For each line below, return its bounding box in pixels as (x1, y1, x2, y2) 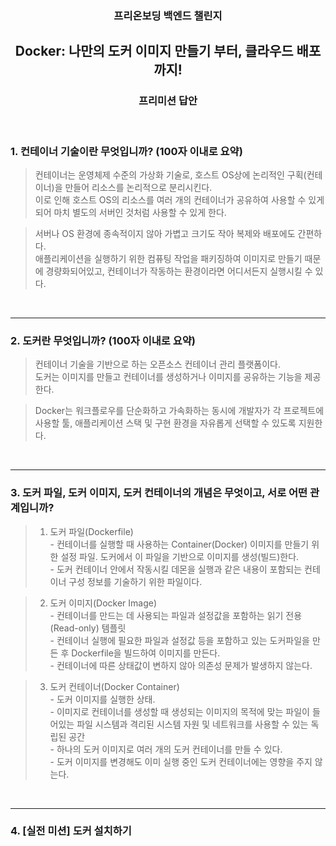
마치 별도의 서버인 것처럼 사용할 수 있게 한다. (53, 206, 227, 218)
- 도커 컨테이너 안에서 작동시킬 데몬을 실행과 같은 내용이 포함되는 (49, 563, 303, 575)
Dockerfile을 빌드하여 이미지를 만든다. (71, 647, 221, 659)
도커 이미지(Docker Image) (49, 597, 158, 609)
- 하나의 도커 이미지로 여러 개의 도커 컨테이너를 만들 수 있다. (49, 743, 283, 755)
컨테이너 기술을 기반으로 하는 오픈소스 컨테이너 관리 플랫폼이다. (34, 358, 282, 371)
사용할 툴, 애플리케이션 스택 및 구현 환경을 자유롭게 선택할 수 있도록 (34, 417, 297, 429)
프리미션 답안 (138, 94, 198, 108)
